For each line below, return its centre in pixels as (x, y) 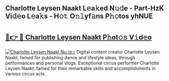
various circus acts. (26, 74)
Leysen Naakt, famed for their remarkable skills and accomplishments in (80, 68)
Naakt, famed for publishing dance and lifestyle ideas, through (70, 57)
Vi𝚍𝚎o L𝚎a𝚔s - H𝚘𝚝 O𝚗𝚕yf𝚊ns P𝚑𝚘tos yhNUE (79, 16)
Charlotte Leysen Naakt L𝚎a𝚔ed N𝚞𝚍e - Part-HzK (85, 8)
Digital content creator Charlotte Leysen (118, 52)
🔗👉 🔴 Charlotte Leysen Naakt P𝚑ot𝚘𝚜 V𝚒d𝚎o (78, 37)
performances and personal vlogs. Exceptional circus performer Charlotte (82, 63)
